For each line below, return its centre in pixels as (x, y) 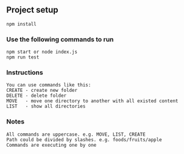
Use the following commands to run (60, 39)
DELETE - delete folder (37, 96)
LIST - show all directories (46, 107)
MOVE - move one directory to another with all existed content (92, 101)
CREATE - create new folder (42, 91)
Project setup (33, 10)
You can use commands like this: (49, 85)
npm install (21, 24)
